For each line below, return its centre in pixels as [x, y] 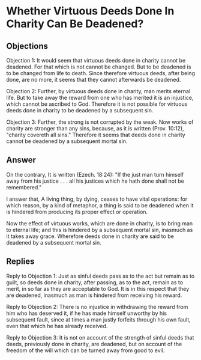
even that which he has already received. [57, 326]
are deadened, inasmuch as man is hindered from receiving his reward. [94, 295]
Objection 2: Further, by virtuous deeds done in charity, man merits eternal [98, 91]
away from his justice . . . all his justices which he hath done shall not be [95, 181]
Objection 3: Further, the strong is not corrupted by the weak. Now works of [100, 122]
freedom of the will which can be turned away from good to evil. [85, 350]
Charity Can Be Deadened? [75, 24]
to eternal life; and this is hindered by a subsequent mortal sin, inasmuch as [100, 230]
